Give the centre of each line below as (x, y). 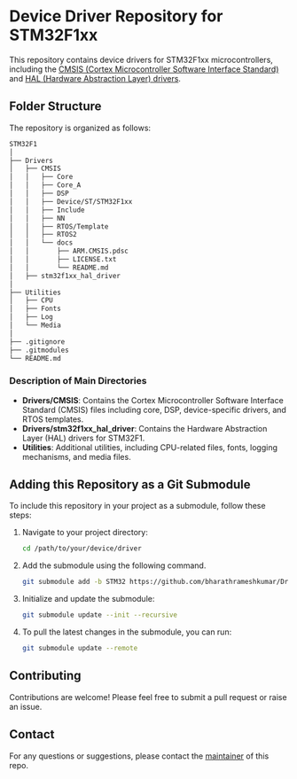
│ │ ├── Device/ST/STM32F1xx (71, 201)
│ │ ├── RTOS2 (43, 235)
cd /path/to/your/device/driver (82, 549)
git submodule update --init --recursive (100, 615)
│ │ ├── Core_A (45, 185)
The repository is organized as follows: (80, 128)
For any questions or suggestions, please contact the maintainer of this (139, 756)
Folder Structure (55, 107)
